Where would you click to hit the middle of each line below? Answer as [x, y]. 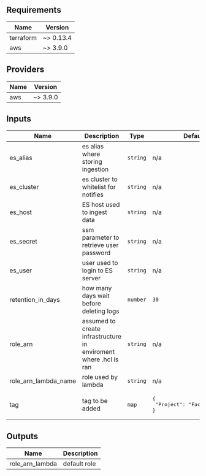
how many [97, 288]
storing [92, 162]
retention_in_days [35, 300]
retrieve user [100, 245]
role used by [100, 377]
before [91, 304]
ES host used [101, 205]
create [91, 329]
